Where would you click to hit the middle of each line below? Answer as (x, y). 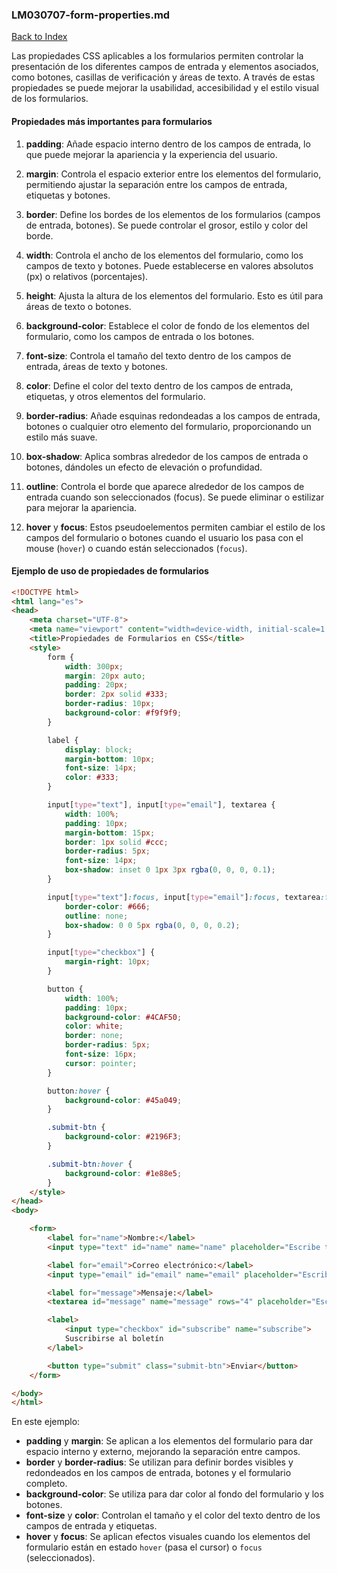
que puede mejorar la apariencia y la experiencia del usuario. (151, 154)
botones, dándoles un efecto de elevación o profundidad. (144, 467)
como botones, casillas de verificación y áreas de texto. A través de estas (163, 77)
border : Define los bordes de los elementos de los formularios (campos (173, 214)
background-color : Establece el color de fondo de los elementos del (167, 325)
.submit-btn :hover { (90, 1164)
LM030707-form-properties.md (91, 15)
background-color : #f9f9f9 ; (123, 713)
